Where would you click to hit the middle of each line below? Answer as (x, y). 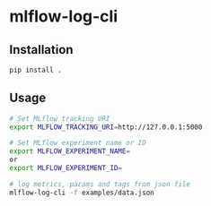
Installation (41, 50)
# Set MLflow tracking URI (60, 118)
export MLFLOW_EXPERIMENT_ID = (66, 168)
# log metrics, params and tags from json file (100, 184)
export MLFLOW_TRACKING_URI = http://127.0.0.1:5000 (106, 127)
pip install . (36, 70)
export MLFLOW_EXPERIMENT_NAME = (70, 151)
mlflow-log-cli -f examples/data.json (82, 193)
